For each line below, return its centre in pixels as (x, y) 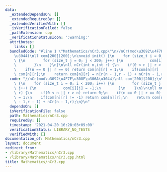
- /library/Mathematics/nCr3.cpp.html (45, 157)
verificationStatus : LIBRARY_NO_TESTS (50, 129)
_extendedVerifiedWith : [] (38, 24)
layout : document (23, 143)
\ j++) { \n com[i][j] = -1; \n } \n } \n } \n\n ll (85, 88)
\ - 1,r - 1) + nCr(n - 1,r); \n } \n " (52, 102)
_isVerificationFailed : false (41, 28)
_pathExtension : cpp (31, 33)
